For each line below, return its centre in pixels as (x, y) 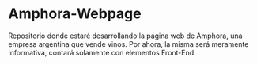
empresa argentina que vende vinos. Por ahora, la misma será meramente (128, 44)
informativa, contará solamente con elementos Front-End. (102, 52)
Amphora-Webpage (75, 14)
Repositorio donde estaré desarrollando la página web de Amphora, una (125, 36)
